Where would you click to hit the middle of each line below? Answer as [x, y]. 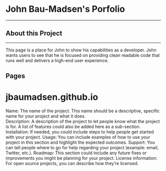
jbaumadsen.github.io [52, 97]
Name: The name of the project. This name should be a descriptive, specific [83, 111]
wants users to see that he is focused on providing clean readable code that [83, 55]
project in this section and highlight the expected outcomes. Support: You [80, 142]
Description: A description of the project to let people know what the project [83, 122]
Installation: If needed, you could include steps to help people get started [80, 132]
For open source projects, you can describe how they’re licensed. [72, 164]
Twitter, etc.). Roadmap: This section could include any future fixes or [76, 153]
